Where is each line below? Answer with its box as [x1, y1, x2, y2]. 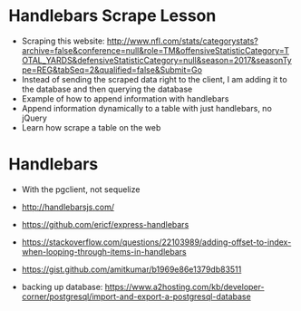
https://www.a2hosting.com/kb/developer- [104, 281, 265, 292]
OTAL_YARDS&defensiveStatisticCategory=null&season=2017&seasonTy [21, 54, 292, 65]
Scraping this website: [21, 35, 105, 46]
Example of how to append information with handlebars [21, 92, 229, 104]
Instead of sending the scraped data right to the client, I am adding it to [21, 73, 287, 84]
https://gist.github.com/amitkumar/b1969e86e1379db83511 [21, 264, 242, 275]
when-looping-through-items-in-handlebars [21, 246, 187, 257]
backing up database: [21, 281, 103, 292]
